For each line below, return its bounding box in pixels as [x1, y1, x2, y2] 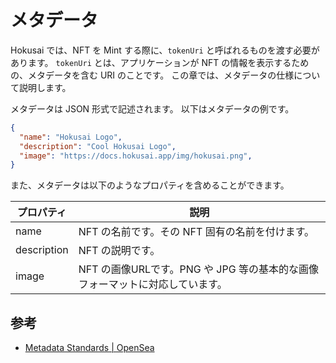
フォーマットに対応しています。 [78, 277, 228, 291]
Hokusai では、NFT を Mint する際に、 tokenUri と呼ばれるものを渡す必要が [10, 44, 320, 56]
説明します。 [18, 81, 72, 93]
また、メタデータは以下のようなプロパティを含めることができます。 [10, 179, 290, 191]
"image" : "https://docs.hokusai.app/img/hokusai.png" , [19, 151, 253, 161]
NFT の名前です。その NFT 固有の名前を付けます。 [78, 225, 315, 239]
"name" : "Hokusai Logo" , [19, 132, 123, 142]
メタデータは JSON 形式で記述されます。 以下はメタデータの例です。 [10, 102, 295, 115]
